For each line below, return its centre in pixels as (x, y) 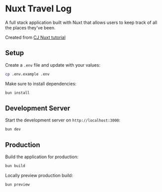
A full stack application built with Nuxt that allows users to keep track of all (81, 22)
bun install (17, 93)
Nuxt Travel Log (38, 9)
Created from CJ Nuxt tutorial (35, 37)
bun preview (17, 185)
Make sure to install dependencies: (41, 84)
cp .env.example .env (27, 74)
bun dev (13, 129)
